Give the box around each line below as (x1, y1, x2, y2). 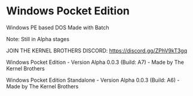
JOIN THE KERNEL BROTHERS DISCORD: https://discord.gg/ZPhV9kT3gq (6, 47, 188, 54)
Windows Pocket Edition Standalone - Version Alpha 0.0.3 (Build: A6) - (6, 76, 180, 83)
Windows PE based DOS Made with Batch (6, 24, 109, 31)
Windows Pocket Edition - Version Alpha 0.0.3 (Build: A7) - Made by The (6, 58, 184, 66)
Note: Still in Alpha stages (6, 35, 70, 42)
